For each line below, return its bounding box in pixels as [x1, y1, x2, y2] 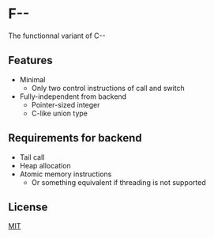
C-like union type [31, 108, 88, 118]
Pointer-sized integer [31, 100, 100, 109]
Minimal [19, 74, 46, 84]
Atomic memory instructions [19, 169, 112, 179]
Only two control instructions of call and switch [31, 83, 186, 93]
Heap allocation [19, 161, 71, 170]
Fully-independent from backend [19, 92, 127, 101]
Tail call [19, 152, 45, 162]
